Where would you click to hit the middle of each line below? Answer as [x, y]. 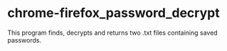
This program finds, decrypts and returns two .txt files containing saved [113, 33]
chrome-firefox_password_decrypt [114, 13]
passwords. [24, 40]
